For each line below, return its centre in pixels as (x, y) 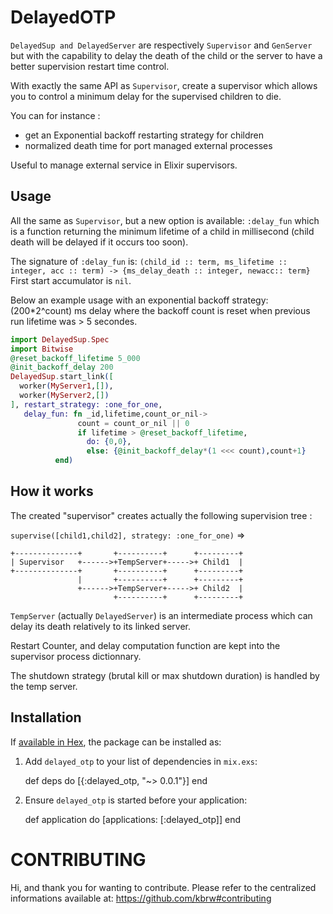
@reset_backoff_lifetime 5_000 (75, 358)
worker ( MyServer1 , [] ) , (66, 386)
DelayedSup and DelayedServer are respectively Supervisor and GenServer (161, 45)
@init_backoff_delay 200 (62, 367)
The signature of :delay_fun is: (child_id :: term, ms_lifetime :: (149, 261)
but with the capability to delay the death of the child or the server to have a (166, 55)
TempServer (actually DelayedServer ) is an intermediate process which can (161, 615)
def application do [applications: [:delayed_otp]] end (132, 819)
